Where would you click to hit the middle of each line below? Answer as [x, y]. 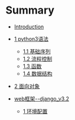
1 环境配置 [35, 111]
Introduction [29, 27]
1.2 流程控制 [37, 59]
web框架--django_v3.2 [41, 99]
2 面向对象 [27, 86]
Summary [30, 10]
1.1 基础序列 [37, 51]
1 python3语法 [31, 38]
